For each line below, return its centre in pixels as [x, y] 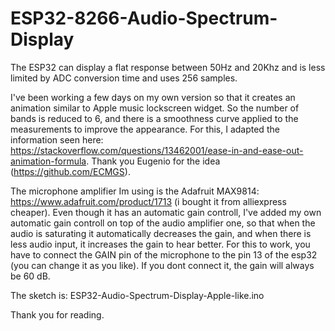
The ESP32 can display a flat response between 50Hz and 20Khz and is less [168, 67]
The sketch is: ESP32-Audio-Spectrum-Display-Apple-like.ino [137, 295]
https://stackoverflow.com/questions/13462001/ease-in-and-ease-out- [157, 150]
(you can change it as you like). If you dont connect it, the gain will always [162, 265]
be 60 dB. [30, 276]
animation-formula [48, 161]
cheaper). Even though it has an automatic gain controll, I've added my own [166, 212]
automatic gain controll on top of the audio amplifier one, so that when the [163, 223]
